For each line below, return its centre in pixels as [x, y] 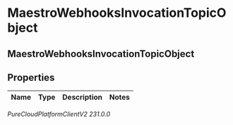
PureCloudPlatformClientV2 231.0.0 [59, 114]
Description [82, 98]
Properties [31, 78]
